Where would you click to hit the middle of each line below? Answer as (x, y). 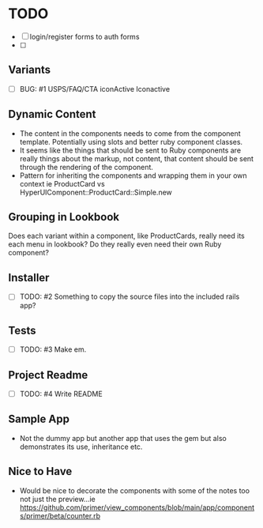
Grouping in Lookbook (64, 217)
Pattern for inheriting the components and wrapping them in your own (133, 175)
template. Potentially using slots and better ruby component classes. (131, 141)
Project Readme (48, 375)
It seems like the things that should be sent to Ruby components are (130, 150)
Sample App (39, 419)
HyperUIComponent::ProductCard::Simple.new (96, 192)
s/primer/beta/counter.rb (60, 515)
